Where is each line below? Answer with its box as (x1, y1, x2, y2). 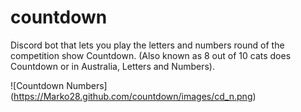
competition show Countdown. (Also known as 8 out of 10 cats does (10, 49, 292, 61)
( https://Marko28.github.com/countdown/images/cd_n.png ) (10, 90, 257, 102)
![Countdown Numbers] (10, 79, 108, 91)
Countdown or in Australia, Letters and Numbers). (10, 60, 215, 72)
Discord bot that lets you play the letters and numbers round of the (10, 39, 285, 51)
